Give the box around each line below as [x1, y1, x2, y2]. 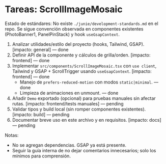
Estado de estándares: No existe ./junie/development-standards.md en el [5, 20, 158, 26]
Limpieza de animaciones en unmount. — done [19, 90, 119, 96]
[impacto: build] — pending [12, 111, 70, 118]
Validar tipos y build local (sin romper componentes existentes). [12, 106, 146, 112]
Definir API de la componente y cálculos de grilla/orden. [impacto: [12, 52, 151, 58]
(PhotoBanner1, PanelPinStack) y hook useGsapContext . [5, 31, 120, 37]
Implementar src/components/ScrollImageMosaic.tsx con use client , [12, 63, 157, 69]
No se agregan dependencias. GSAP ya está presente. [12, 142, 127, 148]
